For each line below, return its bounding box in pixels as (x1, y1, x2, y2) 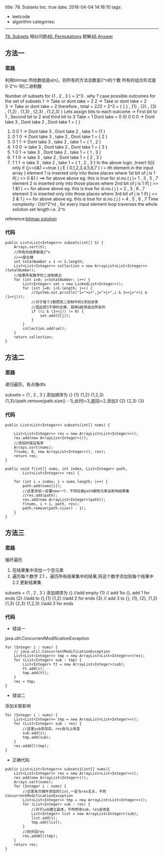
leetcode (12, 14, 30, 19)
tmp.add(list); (31, 820, 62, 825)
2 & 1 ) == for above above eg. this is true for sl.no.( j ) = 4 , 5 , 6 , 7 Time (12, 196, 159, 202)
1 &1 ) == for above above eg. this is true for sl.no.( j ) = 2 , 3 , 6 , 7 (12, 185, 145, 191)
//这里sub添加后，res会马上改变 (22, 726, 81, 731)
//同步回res (22, 829, 45, 834)
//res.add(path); (22, 493, 58, 498)
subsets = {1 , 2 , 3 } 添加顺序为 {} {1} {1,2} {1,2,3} (5, 392, 104, 397)
